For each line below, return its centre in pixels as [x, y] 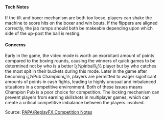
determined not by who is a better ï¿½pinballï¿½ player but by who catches [81, 66]
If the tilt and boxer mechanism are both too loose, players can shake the [79, 18]
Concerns [15, 45]
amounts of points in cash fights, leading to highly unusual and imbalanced [81, 82]
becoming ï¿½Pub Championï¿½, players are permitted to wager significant [81, 77]
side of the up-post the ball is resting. [43, 33]
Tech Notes [17, 7]
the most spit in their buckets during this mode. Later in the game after [76, 71]
